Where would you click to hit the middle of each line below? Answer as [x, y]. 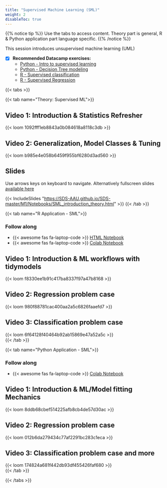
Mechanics [23, 397]
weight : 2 [16, 15]
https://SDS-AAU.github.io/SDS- [77, 198]
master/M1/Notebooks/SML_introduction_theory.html [60, 204]
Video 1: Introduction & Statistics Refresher [74, 115]
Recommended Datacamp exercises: [52, 58]
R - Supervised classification [50, 75]
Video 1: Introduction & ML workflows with [73, 259]
